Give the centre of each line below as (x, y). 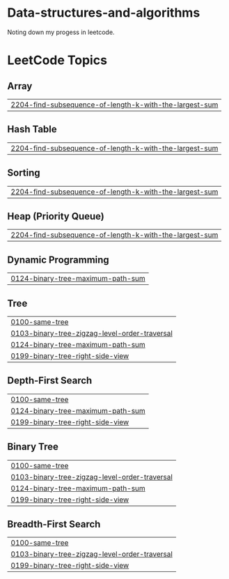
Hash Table (32, 129)
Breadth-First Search (54, 524)
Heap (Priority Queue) (56, 216)
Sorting (24, 173)
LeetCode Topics (57, 60)
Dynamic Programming (58, 260)
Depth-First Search (50, 381)
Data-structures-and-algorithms (104, 13)
